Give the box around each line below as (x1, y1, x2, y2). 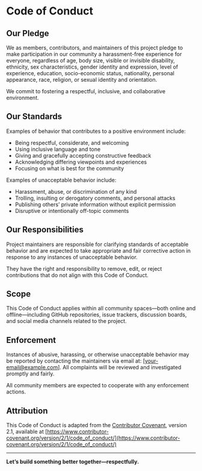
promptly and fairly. (6, 370, 55, 377)
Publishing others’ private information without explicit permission (14, 200, 176, 208)
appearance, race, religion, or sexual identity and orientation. (6, 76, 158, 83)
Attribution (6, 405, 48, 416)
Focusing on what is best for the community (14, 164, 124, 172)
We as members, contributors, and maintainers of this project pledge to (6, 44, 183, 51)
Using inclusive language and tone (14, 146, 101, 153)
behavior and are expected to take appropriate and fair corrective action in (6, 247, 191, 254)
